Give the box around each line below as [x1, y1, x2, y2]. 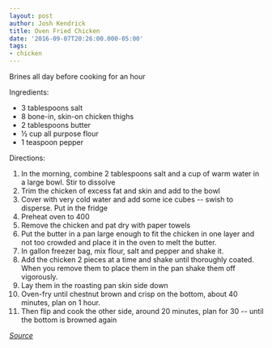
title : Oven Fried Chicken [9, 27, 100, 35]
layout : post [9, 11, 53, 20]
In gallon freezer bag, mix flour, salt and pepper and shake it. [20, 246, 224, 256]
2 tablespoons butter [20, 121, 91, 129]
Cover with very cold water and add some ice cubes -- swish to [20, 195, 234, 204]
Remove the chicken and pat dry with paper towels [20, 220, 191, 230]
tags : [9, 42, 28, 50]
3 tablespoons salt [20, 103, 83, 112]
